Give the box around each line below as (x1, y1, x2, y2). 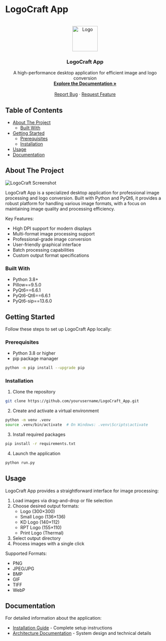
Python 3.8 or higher (12, 350, 56, 356)
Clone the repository (12, 389, 56, 395)
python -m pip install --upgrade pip (5, 366, 85, 371)
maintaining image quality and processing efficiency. (5, 206, 115, 212)
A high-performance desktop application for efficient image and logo (13, 70, 157, 76)
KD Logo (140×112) (20, 519, 60, 525)
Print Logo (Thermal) (20, 530, 64, 536)
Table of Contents (5, 106, 63, 114)
